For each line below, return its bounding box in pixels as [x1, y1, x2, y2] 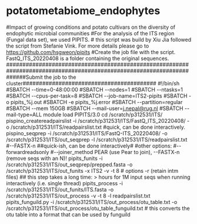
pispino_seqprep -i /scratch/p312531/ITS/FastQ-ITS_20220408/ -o [6, 129, 168, 136]
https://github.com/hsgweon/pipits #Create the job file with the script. [6, 48, 176, 55]
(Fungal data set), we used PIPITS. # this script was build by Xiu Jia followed [6, 36, 192, 43]
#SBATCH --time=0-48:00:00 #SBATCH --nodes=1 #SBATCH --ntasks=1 [6, 86, 183, 93]
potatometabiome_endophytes [6, 4, 161, 18]
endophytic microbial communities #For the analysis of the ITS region [6, 29, 175, 36]
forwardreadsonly [6, 148, 49, 155]
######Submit [6, 73, 43, 81]
